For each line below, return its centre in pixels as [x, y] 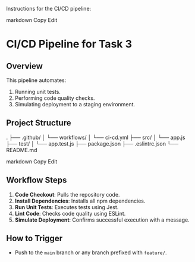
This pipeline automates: [36, 80]
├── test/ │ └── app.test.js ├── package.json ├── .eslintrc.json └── [92, 143]
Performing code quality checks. [55, 98]
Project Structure [39, 123]
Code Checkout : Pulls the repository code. [67, 194]
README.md [22, 150]
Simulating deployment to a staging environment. [75, 104]
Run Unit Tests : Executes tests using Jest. [67, 207]
